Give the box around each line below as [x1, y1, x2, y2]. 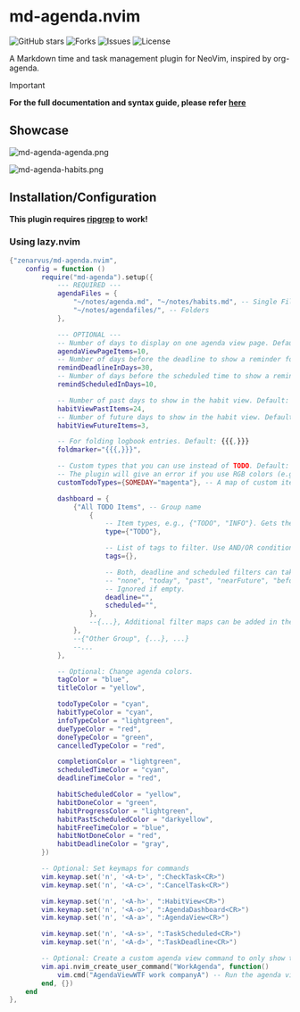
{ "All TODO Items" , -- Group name [72, 502, 202, 511]
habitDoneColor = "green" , [56, 798, 158, 807]
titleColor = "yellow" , [56, 684, 146, 693]
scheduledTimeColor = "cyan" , [56, 766, 170, 775]
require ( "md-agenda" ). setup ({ [41, 272, 154, 282]
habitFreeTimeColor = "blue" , [56, 823, 170, 832]
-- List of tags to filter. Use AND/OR [104, 543, 254, 552]
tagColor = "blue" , [56, 676, 129, 684]
